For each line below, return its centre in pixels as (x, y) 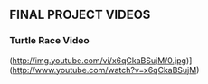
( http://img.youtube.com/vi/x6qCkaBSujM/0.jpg (98, 60)
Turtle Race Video (50, 41)
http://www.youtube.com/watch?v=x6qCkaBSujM (104, 70)
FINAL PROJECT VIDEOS (80, 15)
